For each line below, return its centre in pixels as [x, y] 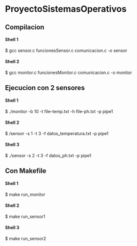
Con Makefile [26, 171]
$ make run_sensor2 [26, 238]
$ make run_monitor [25, 194]
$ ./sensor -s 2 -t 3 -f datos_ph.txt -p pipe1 [48, 155]
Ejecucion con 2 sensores [45, 88]
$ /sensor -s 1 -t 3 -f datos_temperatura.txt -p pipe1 [57, 133]
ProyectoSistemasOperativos [66, 9]
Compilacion [25, 27]
